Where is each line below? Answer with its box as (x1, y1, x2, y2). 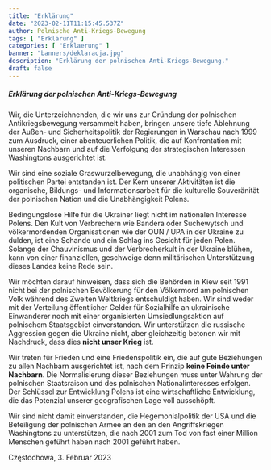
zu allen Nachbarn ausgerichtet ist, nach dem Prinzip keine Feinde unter (8, 361, 250, 371)
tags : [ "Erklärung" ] (8, 34, 85, 43)
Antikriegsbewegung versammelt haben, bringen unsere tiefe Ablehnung (8, 118, 250, 128)
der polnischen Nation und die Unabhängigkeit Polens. (8, 194, 190, 204)
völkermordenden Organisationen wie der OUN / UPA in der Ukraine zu (8, 227, 244, 237)
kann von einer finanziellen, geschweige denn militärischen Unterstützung (8, 252, 255, 262)
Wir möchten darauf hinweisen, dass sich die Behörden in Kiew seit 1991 (8, 276, 248, 287)
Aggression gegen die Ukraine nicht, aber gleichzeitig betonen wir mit (8, 328, 240, 338)
